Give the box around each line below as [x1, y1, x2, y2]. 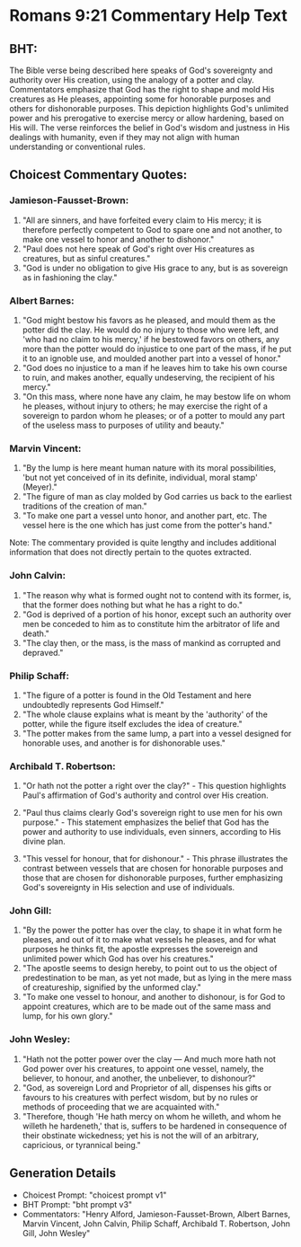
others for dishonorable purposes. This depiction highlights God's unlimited [9, 103, 289, 113]
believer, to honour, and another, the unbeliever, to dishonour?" [22, 1073, 256, 1083]
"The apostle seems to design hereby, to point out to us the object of [22, 963, 278, 974]
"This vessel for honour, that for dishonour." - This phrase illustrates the [22, 853, 288, 864]
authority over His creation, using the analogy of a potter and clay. [9, 75, 254, 85]
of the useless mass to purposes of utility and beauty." [22, 420, 225, 430]
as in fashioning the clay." [22, 271, 118, 283]
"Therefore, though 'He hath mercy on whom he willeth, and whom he [22, 1110, 281, 1121]
